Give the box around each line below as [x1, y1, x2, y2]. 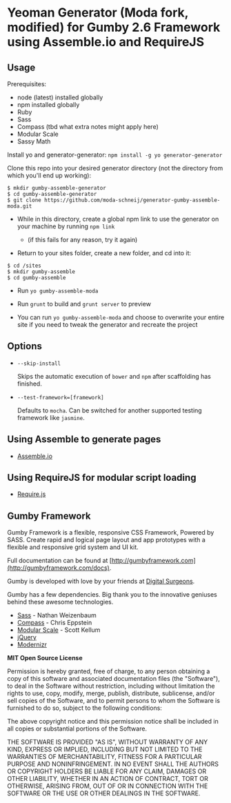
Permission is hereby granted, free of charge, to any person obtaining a [7, 667, 210, 675]
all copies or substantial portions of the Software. [7, 724, 147, 733]
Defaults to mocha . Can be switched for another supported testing [17, 406, 202, 415]
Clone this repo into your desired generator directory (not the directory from [7, 164, 223, 172]
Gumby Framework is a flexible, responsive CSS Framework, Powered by [7, 528, 214, 537]
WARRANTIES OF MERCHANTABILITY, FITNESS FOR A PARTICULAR [7, 753, 202, 761]
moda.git [7, 203, 32, 210]
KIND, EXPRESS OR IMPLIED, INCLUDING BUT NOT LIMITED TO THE [7, 745, 203, 753]
